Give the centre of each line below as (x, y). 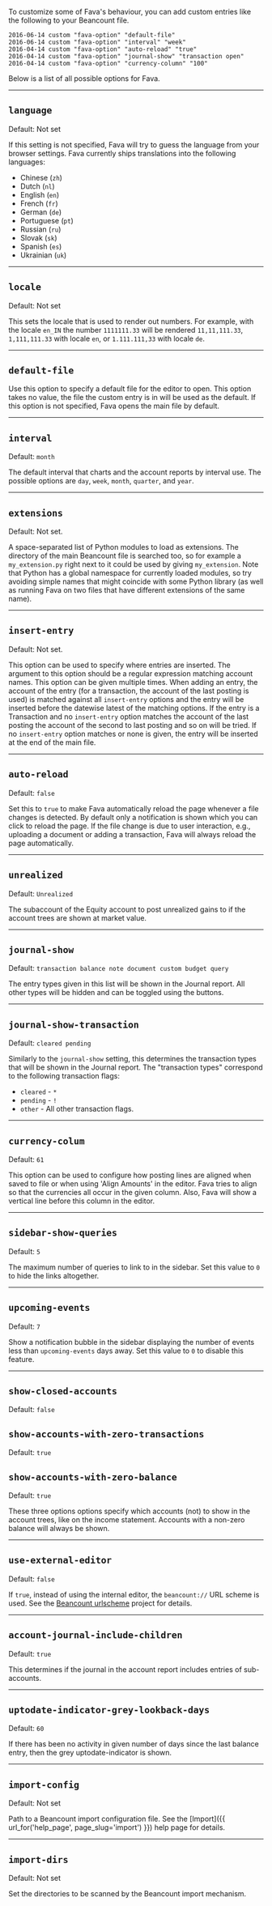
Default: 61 (26, 1159)
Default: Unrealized (41, 893)
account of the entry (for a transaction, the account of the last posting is (129, 691)
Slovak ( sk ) (39, 237)
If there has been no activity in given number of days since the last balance (134, 1744)
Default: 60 (26, 1729)
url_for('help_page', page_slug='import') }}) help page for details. (117, 1827)
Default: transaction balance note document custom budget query (119, 968)
